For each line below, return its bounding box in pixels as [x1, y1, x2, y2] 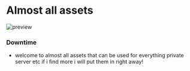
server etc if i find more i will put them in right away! [14, 58, 144, 66]
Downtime [6, 38, 37, 47]
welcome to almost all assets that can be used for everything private [14, 52, 184, 59]
